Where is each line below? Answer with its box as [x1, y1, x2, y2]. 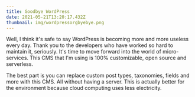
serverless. [6, 61, 34, 68]
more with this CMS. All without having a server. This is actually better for [6, 78, 185, 85]
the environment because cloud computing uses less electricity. [6, 85, 162, 92]
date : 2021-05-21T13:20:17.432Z [6, 14, 86, 20]
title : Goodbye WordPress [6, 8, 70, 15]
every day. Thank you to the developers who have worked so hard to [6, 42, 173, 49]
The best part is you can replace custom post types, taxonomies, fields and [6, 72, 190, 79]
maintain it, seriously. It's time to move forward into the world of [6, 48, 161, 55]
